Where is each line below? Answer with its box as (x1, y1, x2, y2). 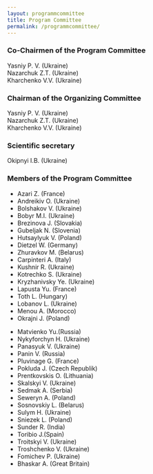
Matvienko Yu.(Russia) (17, 327, 81, 335)
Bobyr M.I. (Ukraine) (17, 211, 75, 219)
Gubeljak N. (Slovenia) (17, 226, 81, 235)
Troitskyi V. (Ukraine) (17, 437, 77, 446)
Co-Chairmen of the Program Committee (7, 46, 146, 55)
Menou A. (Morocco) (17, 306, 77, 315)
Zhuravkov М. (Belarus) (17, 248, 84, 256)
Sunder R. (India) (17, 422, 65, 431)
